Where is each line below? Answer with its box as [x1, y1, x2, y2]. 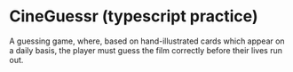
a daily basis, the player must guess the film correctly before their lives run [9, 44, 282, 55]
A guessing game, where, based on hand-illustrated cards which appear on [9, 36, 286, 46]
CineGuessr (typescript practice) [9, 6, 258, 27]
